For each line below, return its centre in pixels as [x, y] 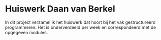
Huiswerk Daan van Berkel [60, 9]
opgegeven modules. [27, 32]
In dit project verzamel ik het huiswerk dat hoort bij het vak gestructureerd [80, 22]
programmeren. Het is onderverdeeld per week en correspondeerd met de [80, 27]
